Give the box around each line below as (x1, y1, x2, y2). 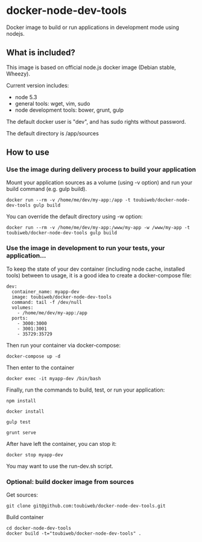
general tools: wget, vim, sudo (14, 100, 90, 107)
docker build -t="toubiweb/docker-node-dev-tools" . (6, 531, 142, 537)
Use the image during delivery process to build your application (6, 166, 196, 174)
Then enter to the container (6, 364, 74, 371)
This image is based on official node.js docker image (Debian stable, (6, 63, 176, 71)
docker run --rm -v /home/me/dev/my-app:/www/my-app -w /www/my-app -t (6, 225, 190, 231)
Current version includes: (6, 82, 69, 89)
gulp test (6, 419, 31, 425)
